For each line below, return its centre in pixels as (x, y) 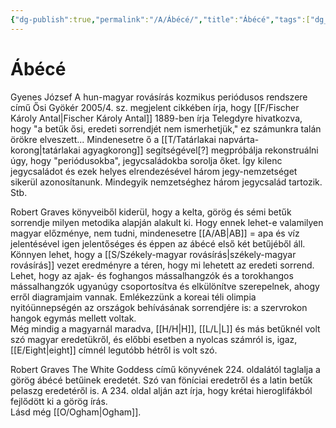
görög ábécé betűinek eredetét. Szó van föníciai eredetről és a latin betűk (161, 380)
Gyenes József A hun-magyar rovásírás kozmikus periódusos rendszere (159, 97)
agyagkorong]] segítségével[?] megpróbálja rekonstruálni (200, 150)
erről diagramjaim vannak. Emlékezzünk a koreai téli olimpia (133, 297)
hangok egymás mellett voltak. (73, 318)
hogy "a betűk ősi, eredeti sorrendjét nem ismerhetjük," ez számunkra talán (166, 128)
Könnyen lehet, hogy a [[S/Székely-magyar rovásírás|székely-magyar (153, 254)
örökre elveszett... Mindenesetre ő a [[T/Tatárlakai (113, 139)
